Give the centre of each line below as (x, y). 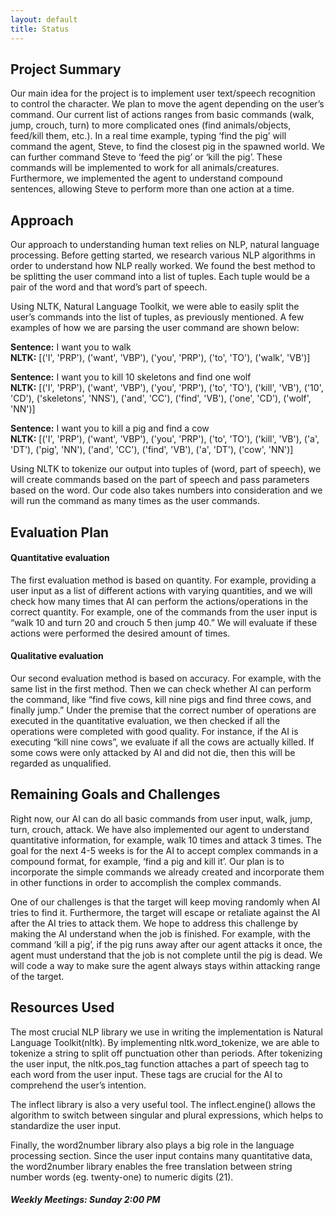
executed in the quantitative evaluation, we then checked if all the (145, 720)
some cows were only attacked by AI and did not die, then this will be (153, 752)
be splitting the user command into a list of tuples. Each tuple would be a (160, 277)
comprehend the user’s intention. (78, 1085)
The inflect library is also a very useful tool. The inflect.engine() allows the (163, 1104)
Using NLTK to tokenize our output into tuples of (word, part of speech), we (166, 469)
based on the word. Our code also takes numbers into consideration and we (166, 490)
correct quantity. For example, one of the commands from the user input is (164, 612)
